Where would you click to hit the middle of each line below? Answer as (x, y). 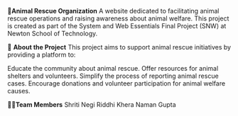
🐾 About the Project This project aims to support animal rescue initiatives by (119, 47)
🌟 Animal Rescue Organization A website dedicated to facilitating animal (113, 11)
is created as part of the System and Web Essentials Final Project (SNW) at (117, 26)
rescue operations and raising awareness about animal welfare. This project (118, 18)
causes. (19, 91)
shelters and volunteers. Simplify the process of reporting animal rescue (113, 76)
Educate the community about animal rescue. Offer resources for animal (113, 68)
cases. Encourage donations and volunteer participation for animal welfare (117, 83)
